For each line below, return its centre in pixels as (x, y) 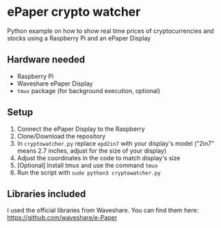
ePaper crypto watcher (74, 12)
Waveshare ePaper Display (55, 84)
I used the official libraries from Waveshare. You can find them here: (103, 210)
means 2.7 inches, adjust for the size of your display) (92, 151)
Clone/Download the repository (61, 136)
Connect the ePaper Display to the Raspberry (81, 129)
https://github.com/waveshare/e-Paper (62, 218)
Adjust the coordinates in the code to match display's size (99, 157)
